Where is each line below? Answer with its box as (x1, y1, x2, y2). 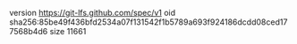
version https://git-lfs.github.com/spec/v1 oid (9, 8, 176, 18)
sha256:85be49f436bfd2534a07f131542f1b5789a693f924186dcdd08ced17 (9, 17, 288, 27)
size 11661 (49, 26, 87, 36)
